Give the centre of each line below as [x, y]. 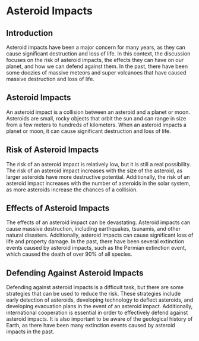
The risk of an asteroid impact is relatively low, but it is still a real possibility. [99, 164]
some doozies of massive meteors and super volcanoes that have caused [96, 72]
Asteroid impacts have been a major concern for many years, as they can [96, 47]
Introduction [30, 33]
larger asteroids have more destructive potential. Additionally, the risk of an [98, 176]
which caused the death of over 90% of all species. [69, 254]
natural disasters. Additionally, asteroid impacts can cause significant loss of [100, 235]
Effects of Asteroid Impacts [58, 208]
